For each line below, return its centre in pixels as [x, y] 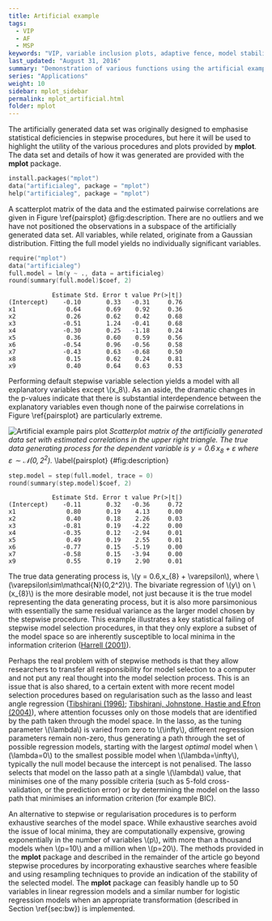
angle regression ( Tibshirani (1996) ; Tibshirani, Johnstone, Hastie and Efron [135, 704]
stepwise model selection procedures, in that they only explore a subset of [133, 628]
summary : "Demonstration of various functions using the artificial [126, 69]
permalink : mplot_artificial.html [67, 99]
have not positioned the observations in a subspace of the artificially [123, 226]
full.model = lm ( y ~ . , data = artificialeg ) [86, 273]
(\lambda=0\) [30, 755]
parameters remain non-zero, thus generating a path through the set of [127, 738]
